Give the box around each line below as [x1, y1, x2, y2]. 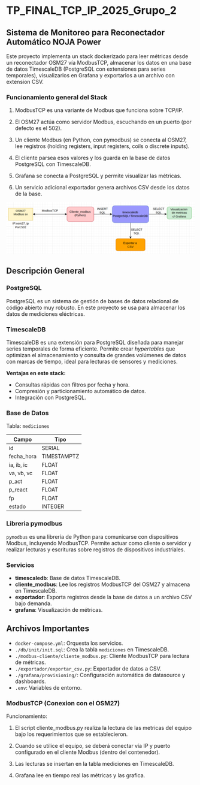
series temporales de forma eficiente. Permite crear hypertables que [6, 345, 175, 352]
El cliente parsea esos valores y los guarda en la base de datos [14, 154, 171, 162]
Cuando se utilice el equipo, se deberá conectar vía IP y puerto [14, 742, 171, 750]
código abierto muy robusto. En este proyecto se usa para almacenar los [6, 304, 186, 311]
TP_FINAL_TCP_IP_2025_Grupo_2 [6, 4, 177, 17]
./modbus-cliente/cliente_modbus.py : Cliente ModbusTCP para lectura [14, 652, 190, 659]
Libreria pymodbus [6, 520, 63, 528]
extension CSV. [6, 78, 44, 85]
